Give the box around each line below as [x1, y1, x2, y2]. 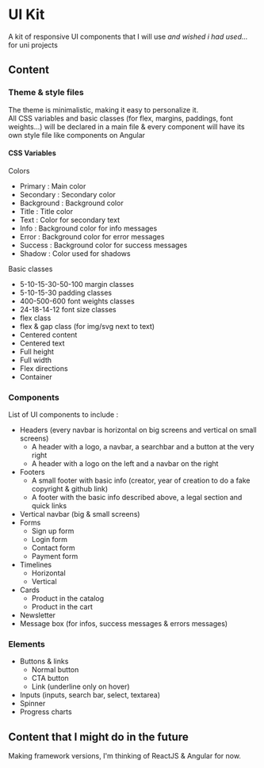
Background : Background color [19, 198, 124, 208]
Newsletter [19, 610, 56, 620]
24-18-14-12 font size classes [19, 304, 117, 314]
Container [19, 372, 53, 381]
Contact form [31, 543, 75, 552]
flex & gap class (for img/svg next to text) [19, 321, 155, 331]
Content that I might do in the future [8, 730, 189, 743]
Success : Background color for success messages [19, 240, 188, 250]
